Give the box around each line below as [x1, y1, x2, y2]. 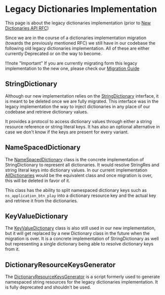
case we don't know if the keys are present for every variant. [5, 129, 129, 135]
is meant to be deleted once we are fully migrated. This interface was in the [5, 98, 159, 104]
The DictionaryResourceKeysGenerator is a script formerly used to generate [5, 274, 160, 280]
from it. [5, 246, 20, 252]
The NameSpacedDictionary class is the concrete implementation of [5, 156, 144, 162]
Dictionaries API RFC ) [5, 25, 49, 31]
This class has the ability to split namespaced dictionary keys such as [5, 187, 147, 193]
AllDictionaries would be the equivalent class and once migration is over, [5, 172, 153, 178]
